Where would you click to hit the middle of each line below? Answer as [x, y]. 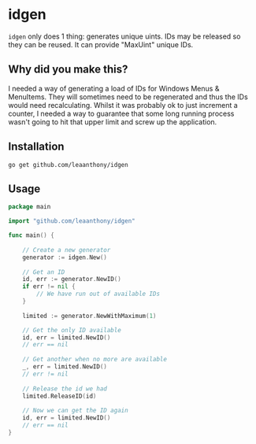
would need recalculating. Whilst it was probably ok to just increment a [123, 105]
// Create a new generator [67, 250]
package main [30, 207]
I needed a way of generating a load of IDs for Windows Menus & [114, 88]
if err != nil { [49, 287]
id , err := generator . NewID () [72, 279]
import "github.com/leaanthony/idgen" [72, 221]
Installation [36, 147]
